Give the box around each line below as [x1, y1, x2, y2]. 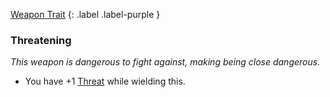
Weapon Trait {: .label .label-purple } [10, 9, 161, 20]
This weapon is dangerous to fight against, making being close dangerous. [10, 56, 321, 68]
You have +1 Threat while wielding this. [24, 75, 186, 88]
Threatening [10, 33, 72, 47]
